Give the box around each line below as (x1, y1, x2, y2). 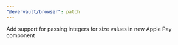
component (6, 31, 35, 39)
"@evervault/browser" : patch (6, 8, 80, 15)
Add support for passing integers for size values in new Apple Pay (6, 25, 172, 32)
